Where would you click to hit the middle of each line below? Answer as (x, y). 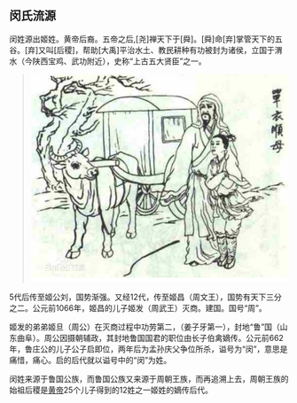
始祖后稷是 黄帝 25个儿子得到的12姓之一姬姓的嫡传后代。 (111, 390)
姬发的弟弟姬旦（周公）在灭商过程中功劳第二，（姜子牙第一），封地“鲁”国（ (145, 327)
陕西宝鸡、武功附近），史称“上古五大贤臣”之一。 (119, 61)
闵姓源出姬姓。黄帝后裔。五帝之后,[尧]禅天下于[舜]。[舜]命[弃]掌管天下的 (142, 39)
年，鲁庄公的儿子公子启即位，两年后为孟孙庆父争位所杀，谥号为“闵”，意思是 (148, 349)
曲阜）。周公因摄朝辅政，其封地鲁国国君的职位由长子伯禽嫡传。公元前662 (150, 337)
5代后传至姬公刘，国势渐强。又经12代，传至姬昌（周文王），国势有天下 (138, 297)
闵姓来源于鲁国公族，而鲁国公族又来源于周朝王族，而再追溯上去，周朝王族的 (149, 378)
